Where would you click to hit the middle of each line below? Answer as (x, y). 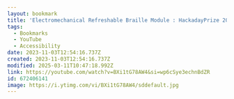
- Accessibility (37, 46)
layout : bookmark (32, 14)
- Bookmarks (31, 33)
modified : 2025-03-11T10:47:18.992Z (60, 66)
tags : (15, 26)
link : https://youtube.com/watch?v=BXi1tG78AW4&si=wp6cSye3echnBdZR (109, 72)
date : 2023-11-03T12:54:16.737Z (54, 53)
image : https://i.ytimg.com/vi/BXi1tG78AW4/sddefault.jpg (93, 85)
